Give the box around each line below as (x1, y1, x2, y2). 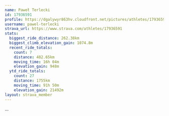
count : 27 (14, 73, 35, 79)
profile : (5, 17, 23, 22)
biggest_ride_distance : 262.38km (9, 36, 80, 41)
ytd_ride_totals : (9, 69, 46, 74)
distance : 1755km (14, 78, 50, 83)
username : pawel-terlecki (5, 21, 59, 27)
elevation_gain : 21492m (14, 87, 64, 93)
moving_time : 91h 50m (14, 83, 59, 88)
